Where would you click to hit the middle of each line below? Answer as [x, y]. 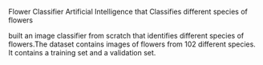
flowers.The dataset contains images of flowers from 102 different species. [132, 44]
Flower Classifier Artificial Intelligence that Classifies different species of [128, 12]
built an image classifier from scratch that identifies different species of [126, 36]
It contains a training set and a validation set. [82, 53]
